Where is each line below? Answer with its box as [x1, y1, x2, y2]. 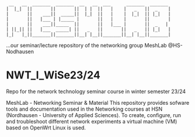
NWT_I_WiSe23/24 [6, 68, 100, 82]
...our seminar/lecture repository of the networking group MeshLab [6, 42, 168, 49]
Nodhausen [6, 48, 34, 55]
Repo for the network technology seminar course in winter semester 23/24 [6, 88, 186, 95]
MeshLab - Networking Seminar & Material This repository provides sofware [6, 99, 190, 106]
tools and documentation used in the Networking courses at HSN [6, 105, 163, 112]
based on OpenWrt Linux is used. [6, 124, 86, 131]
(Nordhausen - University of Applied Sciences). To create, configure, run [6, 111, 182, 118]
